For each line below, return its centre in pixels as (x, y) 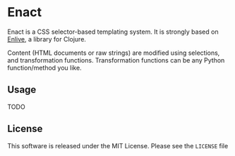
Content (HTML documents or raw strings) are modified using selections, (114, 53)
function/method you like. (45, 67)
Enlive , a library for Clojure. (47, 39)
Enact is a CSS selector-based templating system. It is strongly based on (113, 32)
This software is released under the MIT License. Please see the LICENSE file (118, 145)
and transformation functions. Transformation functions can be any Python (116, 60)
